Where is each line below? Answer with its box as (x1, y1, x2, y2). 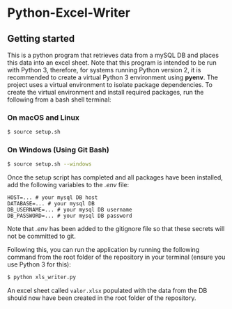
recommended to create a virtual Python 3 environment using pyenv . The (7, 73, 218, 81)
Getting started (7, 33, 75, 45)
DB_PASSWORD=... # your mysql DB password (7, 212, 132, 220)
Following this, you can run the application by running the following (7, 246, 200, 254)
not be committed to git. (7, 232, 77, 241)
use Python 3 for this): (7, 260, 71, 269)
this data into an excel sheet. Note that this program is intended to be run (7, 58, 217, 67)
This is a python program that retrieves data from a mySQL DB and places (7, 51, 219, 59)
